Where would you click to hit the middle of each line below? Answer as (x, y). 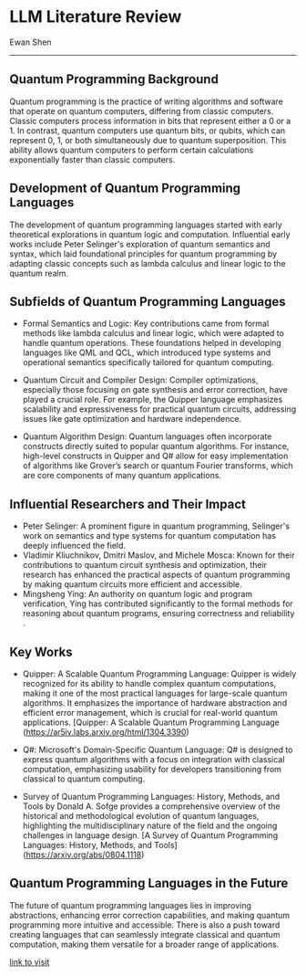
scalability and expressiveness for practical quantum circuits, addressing (159, 409)
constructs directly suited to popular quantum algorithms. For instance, (156, 446)
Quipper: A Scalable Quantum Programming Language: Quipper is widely (159, 674)
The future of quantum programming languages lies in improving (131, 905)
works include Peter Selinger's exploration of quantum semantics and (140, 244)
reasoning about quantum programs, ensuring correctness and (141, 614)
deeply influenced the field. (74, 546)
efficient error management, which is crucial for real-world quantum (150, 713)
